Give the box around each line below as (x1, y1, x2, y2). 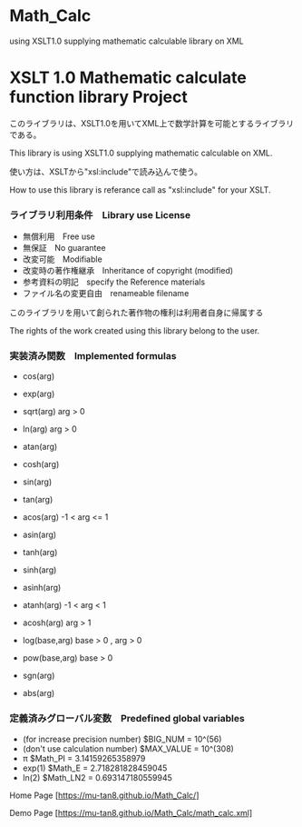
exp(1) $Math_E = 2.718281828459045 (22, 762, 168, 773)
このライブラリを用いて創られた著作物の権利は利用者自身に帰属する (9, 307, 264, 318)
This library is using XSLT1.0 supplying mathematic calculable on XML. (9, 147, 273, 158)
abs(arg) (22, 688, 55, 699)
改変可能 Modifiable (22, 254, 102, 264)
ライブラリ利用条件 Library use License (9, 208, 191, 221)
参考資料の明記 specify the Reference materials (22, 276, 206, 287)
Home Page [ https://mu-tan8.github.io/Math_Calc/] (9, 790, 200, 801)
